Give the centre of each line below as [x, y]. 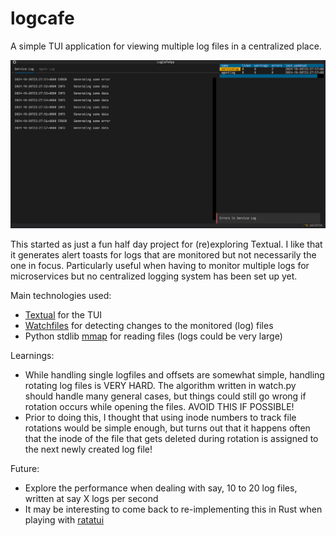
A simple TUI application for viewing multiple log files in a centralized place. [166, 46]
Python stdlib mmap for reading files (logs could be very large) [153, 336]
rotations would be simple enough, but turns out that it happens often [167, 428]
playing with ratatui [64, 520]
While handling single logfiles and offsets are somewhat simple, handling [174, 375]
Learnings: [32, 356]
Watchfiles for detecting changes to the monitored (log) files [149, 326]
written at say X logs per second [91, 499]
